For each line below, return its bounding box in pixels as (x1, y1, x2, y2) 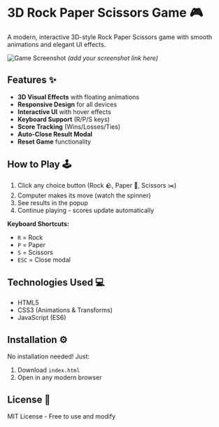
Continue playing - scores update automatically (17, 206, 155, 214)
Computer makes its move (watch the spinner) (17, 191, 152, 199)
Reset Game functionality (17, 137, 92, 146)
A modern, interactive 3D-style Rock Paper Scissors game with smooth (7, 32, 213, 41)
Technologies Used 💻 (7, 276, 105, 288)
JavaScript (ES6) (17, 314, 66, 322)
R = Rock (17, 233, 43, 241)
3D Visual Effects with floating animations (17, 92, 140, 101)
